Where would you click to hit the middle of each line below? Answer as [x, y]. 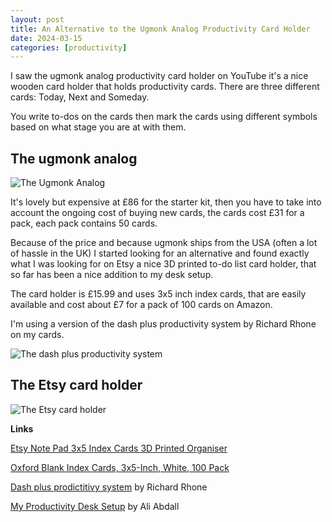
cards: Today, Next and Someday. [80, 97]
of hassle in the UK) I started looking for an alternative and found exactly [160, 253]
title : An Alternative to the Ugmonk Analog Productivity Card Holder [160, 29]
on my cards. [37, 335]
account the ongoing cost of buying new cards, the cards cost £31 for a [157, 213]
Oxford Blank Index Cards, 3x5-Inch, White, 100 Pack [120, 467]
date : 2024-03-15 [46, 38]
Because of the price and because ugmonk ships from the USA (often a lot [164, 243]
